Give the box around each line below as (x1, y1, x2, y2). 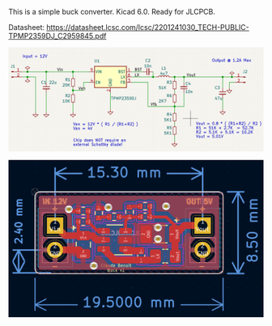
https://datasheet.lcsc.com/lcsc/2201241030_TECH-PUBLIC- (46, 23, 249, 32)
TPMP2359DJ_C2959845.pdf (8, 32, 107, 40)
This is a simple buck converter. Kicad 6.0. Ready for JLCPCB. (8, 7, 216, 16)
